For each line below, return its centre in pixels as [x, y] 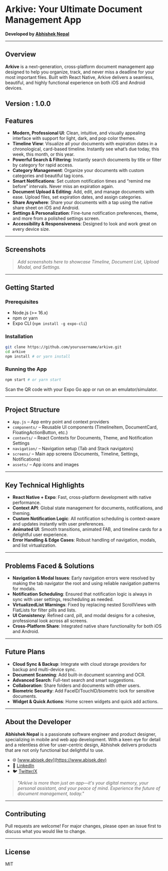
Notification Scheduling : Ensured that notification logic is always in [82, 594]
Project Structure [32, 410]
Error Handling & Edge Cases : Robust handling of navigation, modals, [84, 540]
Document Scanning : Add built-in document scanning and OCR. [79, 674]
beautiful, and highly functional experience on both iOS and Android [75, 82]
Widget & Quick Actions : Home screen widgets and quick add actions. [85, 701]
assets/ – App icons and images [45, 465]
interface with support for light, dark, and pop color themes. [74, 138]
